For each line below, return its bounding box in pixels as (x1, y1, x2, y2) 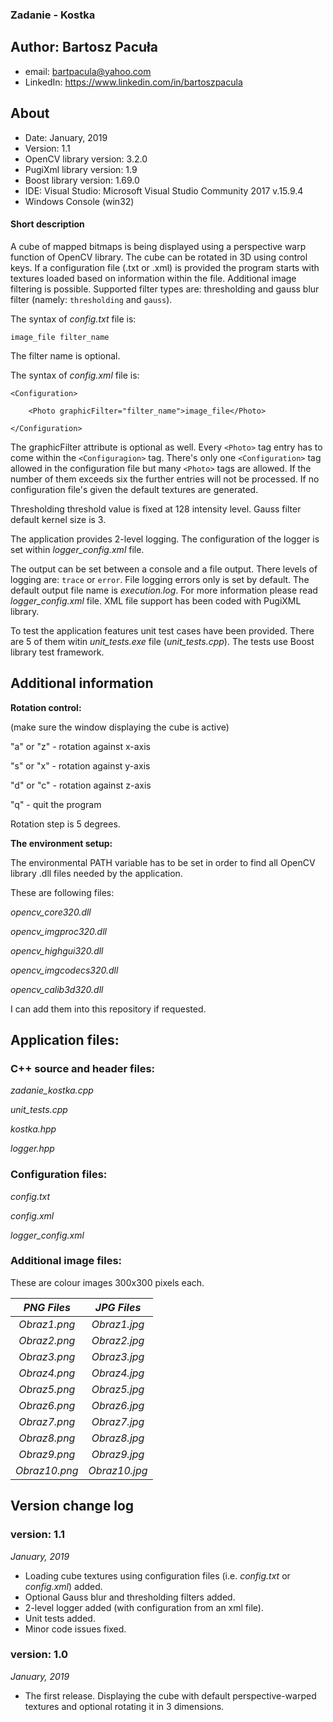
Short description (10, 218, 85, 230)
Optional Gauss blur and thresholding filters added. (24, 1591, 236, 1603)
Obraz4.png (18, 1366, 76, 1380)
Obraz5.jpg (91, 1382, 145, 1396)
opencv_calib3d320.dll (10, 983, 104, 995)
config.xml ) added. (24, 1580, 103, 1592)
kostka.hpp (10, 1123, 57, 1135)
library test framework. (10, 646, 105, 658)
